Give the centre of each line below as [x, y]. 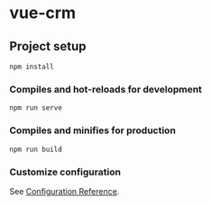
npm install [32, 67]
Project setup [48, 46]
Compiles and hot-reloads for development [106, 89]
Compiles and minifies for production [92, 130]
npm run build [36, 149]
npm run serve [36, 108]
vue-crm [43, 13]
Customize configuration [65, 172]
